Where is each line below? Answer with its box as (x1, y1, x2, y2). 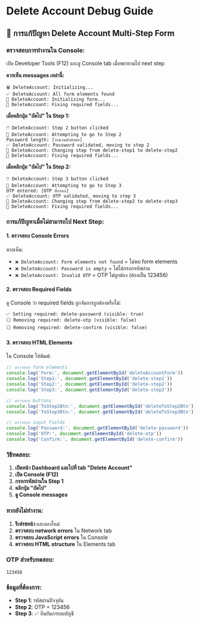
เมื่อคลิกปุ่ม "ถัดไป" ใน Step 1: (6, 112, 70, 119)
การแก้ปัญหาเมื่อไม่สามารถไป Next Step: (6, 217, 105, 225)
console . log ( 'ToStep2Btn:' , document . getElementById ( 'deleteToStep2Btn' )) (6, 403, 197, 409)
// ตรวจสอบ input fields (6, 420, 65, 426)
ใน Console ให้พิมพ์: (6, 353, 51, 360)
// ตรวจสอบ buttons (6, 398, 52, 404)
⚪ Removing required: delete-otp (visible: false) (6, 317, 137, 323)
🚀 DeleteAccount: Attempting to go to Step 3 (6, 182, 121, 188)
